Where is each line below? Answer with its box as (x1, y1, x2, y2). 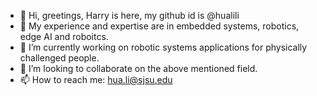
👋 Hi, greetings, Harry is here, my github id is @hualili (19, 10, 240, 21)
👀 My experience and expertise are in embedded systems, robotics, (19, 20, 300, 32)
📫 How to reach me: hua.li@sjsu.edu (19, 74, 173, 85)
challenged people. (19, 52, 100, 64)
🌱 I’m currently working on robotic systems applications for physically (19, 41, 308, 53)
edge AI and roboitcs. (19, 31, 109, 42)
